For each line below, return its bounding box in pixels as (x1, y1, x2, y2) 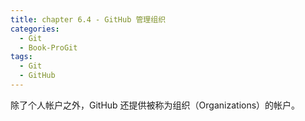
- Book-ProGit (19, 42, 78, 53)
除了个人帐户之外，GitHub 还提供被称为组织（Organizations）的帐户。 (10, 99, 301, 111)
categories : (10, 24, 60, 34)
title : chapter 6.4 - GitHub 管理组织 (10, 14, 167, 25)
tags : (10, 52, 33, 62)
